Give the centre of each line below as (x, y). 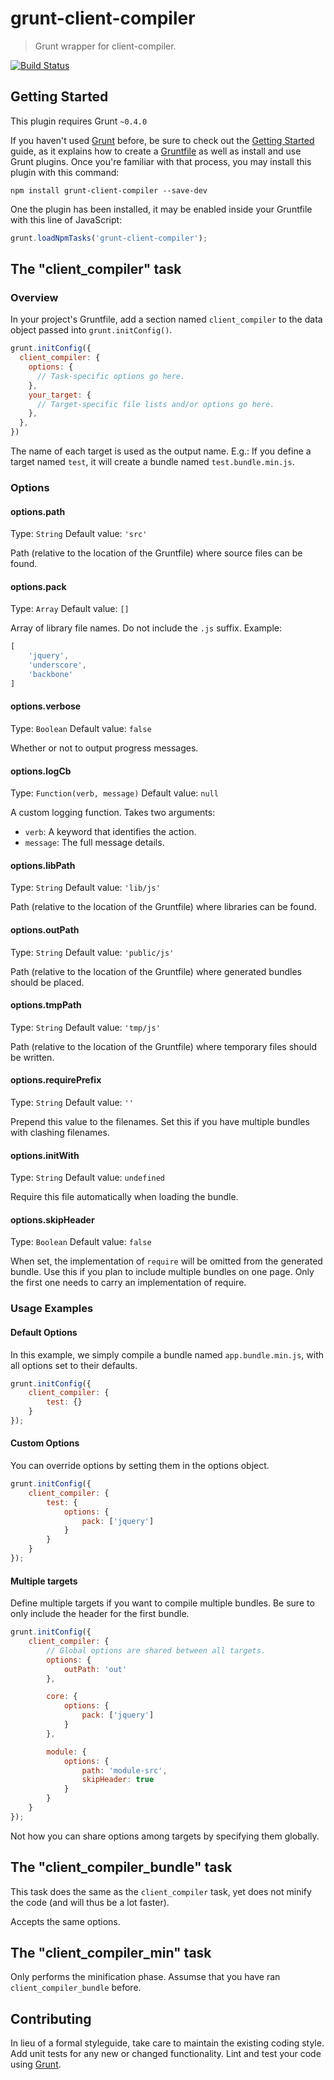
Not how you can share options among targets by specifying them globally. (165, 1836)
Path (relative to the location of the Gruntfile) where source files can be (156, 553)
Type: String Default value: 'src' (79, 534)
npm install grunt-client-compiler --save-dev (109, 190)
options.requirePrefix (56, 1080)
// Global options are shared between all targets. (156, 1650)
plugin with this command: (65, 172)
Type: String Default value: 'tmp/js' (85, 1027)
